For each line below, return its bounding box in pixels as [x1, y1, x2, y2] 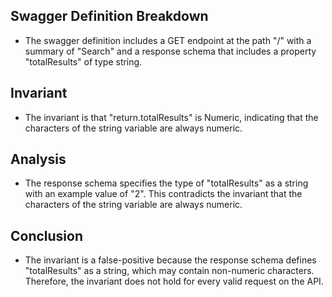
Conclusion [10, 227, 84, 244]
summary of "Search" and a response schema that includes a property [24, 45, 317, 57]
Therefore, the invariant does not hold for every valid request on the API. [24, 275, 324, 288]
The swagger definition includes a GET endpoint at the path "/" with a [24, 34, 312, 46]
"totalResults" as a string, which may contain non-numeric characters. [24, 265, 315, 277]
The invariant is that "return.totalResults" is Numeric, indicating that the [24, 111, 319, 123]
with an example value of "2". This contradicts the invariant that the [24, 188, 303, 200]
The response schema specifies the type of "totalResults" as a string [24, 177, 309, 189]
